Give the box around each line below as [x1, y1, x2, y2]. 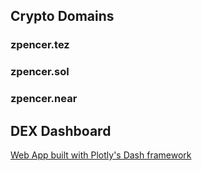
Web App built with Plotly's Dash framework [10, 149, 192, 161]
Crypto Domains [10, 8, 115, 25]
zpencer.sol [10, 65, 70, 79]
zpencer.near [10, 92, 78, 106]
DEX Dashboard [10, 122, 112, 139]
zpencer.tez [10, 38, 70, 52]
